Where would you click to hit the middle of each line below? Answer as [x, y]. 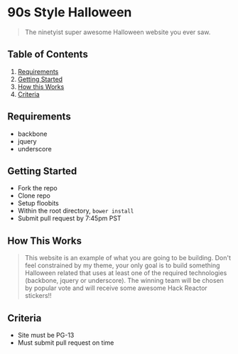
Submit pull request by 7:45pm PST [70, 218]
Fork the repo [38, 188]
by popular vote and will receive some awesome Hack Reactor [116, 288]
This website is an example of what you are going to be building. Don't [128, 258]
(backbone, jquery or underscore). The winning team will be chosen [124, 281]
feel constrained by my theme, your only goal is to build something [122, 265]
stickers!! [38, 296]
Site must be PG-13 [46, 335]
